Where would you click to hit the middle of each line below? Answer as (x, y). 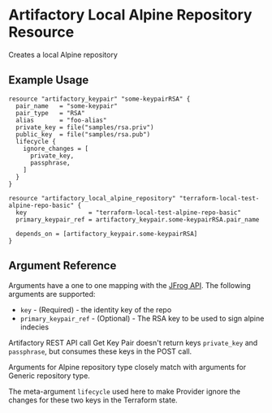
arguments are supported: (52, 294)
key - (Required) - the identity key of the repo (96, 309)
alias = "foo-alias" (61, 120)
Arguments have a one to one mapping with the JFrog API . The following (130, 285)
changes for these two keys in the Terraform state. (93, 400)
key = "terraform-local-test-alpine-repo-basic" (129, 213)
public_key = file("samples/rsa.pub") (83, 134)
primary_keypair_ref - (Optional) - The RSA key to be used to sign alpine (142, 318)
